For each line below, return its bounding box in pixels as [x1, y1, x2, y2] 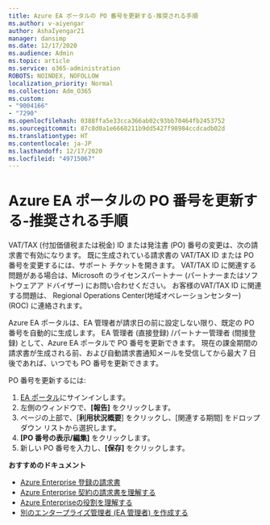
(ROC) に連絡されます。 [8, 300, 87, 311]
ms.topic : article [8, 57, 70, 65]
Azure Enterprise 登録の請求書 [19, 477, 121, 487]
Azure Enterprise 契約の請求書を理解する [19, 488, 156, 498]
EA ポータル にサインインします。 [19, 393, 131, 402]
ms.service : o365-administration [8, 65, 121, 73]
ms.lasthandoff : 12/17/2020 [8, 147, 103, 155]
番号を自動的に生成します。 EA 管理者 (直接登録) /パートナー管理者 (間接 [8, 328, 249, 338]
